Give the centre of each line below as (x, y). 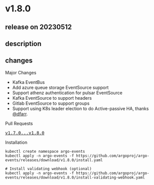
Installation (16, 142)
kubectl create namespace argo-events (45, 151)
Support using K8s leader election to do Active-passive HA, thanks (80, 108)
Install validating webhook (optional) (51, 169)
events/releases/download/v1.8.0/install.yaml (54, 160)
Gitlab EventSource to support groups (51, 103)
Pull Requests (19, 123)
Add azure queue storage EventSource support (60, 87)
